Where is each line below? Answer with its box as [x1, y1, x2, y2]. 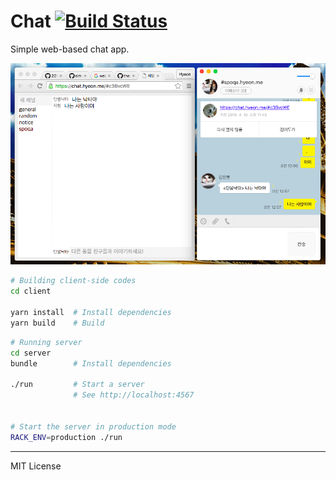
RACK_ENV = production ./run [10, 432, 123, 442]
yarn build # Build [10, 318, 105, 328]
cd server [10, 348, 52, 358]
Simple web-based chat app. [10, 43, 130, 55]
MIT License [10, 460, 62, 472]
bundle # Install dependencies [10, 358, 172, 369]
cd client [10, 286, 52, 297]
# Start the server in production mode [10, 421, 177, 432]
